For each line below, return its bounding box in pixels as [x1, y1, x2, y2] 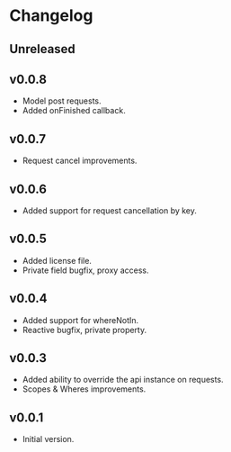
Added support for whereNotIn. [22, 314, 139, 325]
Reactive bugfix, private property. [22, 324, 147, 335]
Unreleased [9, 41, 76, 57]
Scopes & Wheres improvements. [22, 384, 147, 394]
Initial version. [22, 434, 75, 445]
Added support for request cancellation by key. [22, 205, 198, 216]
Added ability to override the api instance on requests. [22, 375, 224, 385]
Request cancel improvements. [22, 155, 138, 167]
